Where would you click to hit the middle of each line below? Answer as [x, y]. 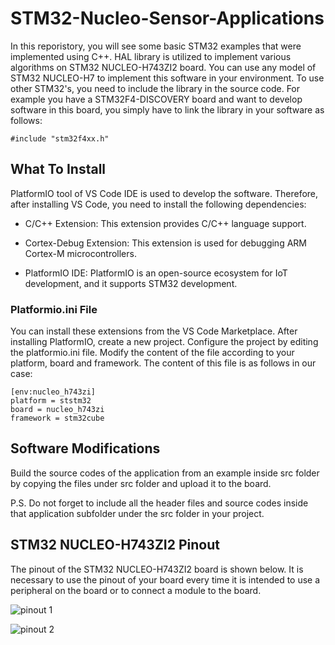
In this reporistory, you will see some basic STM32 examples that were [156, 46]
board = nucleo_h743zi [57, 410]
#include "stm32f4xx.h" [60, 138]
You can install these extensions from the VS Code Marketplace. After [154, 331]
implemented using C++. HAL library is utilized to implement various [151, 56]
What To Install [58, 169]
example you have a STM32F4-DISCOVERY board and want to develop [156, 99]
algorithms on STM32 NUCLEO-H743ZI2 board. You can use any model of [163, 67]
